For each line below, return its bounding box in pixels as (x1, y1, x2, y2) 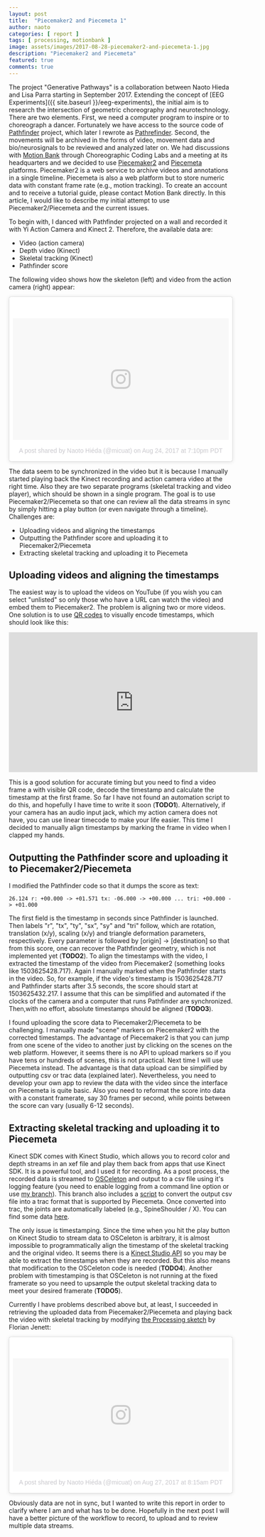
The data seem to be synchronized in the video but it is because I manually (9, 467, 229, 475)
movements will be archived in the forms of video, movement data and (9, 136, 215, 144)
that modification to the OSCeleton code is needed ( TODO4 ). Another (9, 1264, 212, 1273)
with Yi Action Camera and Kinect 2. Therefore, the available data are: (9, 225, 213, 233)
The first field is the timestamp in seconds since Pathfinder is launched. (9, 914, 219, 922)
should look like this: (9, 618, 69, 627)
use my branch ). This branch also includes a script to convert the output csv (9, 1190, 232, 1198)
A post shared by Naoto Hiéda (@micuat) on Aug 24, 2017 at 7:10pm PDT (18, 446, 223, 455)
